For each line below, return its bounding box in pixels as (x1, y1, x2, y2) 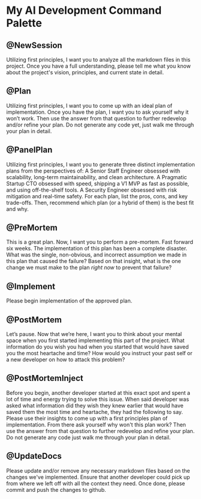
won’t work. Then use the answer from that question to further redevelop (6, 114, 187, 122)
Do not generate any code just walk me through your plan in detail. (6, 434, 171, 441)
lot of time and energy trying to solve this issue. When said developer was (6, 395, 190, 403)
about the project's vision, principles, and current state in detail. (6, 69, 164, 75)
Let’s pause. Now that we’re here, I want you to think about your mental (6, 331, 182, 338)
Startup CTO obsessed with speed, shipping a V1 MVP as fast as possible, (6, 180, 190, 187)
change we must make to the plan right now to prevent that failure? (6, 264, 172, 271)
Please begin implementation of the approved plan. (6, 297, 133, 304)
